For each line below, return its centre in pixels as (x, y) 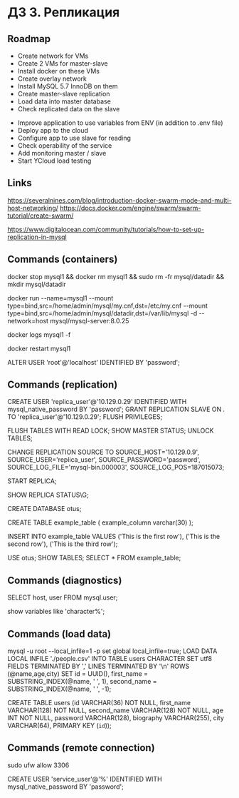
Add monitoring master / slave (62, 153)
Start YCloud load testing (54, 161)
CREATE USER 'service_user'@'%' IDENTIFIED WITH (85, 779)
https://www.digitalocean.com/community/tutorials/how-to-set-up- (106, 229)
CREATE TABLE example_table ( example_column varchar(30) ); (100, 522)
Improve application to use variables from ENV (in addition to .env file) (120, 123)
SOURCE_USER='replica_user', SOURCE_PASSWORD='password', (104, 460)
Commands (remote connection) (81, 748)
